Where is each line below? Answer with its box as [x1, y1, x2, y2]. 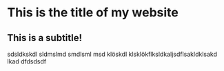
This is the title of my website [7, 5, 179, 20]
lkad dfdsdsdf [7, 57, 47, 66]
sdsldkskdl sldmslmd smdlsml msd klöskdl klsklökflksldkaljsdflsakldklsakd [7, 50, 217, 58]
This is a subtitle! [7, 32, 83, 44]
